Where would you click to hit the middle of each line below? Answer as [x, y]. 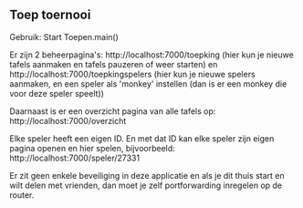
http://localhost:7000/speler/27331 [74, 158]
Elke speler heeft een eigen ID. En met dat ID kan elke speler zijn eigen [142, 138]
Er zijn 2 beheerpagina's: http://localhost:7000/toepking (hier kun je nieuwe [151, 55]
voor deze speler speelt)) [57, 93]
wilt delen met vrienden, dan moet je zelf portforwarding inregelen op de [146, 185]
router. [22, 194]
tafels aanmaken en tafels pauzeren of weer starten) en [114, 64]
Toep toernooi [50, 15]
